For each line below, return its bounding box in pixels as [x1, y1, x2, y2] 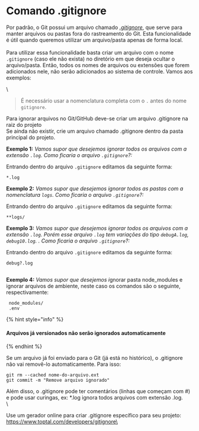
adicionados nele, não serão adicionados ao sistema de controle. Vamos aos [6, 68, 193, 75]
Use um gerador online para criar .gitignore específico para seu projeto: [6, 411, 182, 419]
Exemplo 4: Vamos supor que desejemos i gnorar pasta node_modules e [6, 276, 183, 283]
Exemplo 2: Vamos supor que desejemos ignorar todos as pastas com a [6, 185, 184, 192]
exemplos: [6, 74, 31, 81]
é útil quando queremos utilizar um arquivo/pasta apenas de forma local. [6, 36, 184, 43]
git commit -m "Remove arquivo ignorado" [6, 377, 110, 383]
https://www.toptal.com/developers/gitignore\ [6, 418, 118, 425]
